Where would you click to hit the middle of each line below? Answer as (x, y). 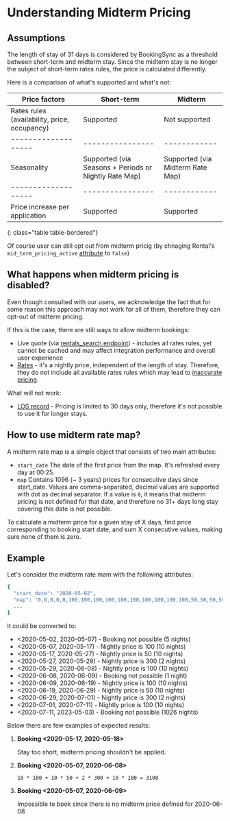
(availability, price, (40, 119)
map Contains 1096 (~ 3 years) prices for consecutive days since (107, 479)
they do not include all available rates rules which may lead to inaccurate (119, 372)
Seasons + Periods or (118, 167)
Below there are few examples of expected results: (79, 725)
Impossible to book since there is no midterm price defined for (105, 804)
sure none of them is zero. (44, 536)
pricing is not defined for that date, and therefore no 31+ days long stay (118, 501)
